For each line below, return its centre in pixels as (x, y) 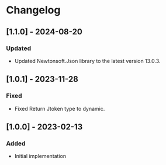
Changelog (33, 10)
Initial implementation (40, 156)
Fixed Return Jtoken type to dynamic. (60, 108)
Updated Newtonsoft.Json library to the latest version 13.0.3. (87, 61)
